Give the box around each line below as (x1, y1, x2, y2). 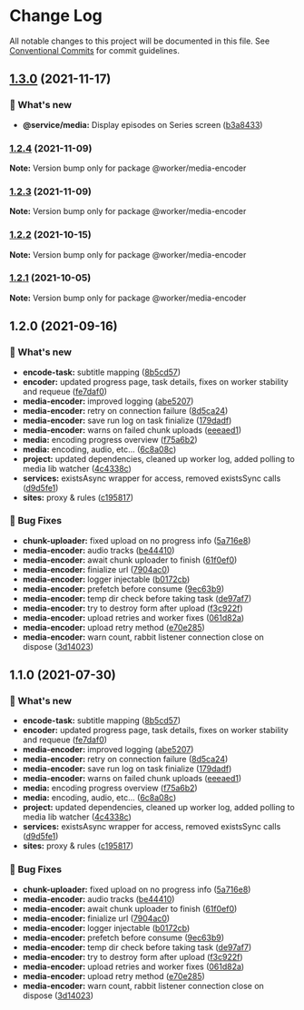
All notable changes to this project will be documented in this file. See (9, 35, 270, 46)
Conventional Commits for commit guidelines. (9, 44, 180, 55)
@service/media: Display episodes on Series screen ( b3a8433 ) (22, 119, 263, 130)
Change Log (9, 5, 103, 26)
